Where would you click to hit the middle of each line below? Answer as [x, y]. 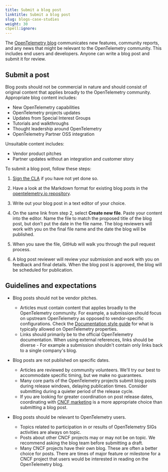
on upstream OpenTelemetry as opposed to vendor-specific [82, 318]
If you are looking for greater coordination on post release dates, [87, 397]
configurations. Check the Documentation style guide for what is [87, 324]
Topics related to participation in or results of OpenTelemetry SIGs [88, 427]
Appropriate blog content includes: [41, 97]
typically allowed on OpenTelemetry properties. [69, 329]
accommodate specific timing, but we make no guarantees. [81, 375]
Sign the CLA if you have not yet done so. [55, 178]
